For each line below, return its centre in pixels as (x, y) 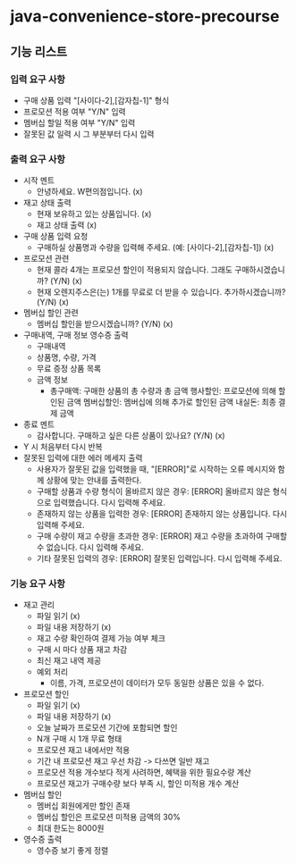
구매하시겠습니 (260, 270)
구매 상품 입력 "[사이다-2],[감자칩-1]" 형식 (96, 100)
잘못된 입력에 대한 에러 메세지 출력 (83, 458)
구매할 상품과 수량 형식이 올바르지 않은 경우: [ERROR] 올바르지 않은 (153, 491)
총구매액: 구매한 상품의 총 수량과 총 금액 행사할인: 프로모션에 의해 (163, 391)
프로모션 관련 (46, 259)
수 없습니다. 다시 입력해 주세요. (90, 548)
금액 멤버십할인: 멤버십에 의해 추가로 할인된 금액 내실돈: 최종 (171, 402)
